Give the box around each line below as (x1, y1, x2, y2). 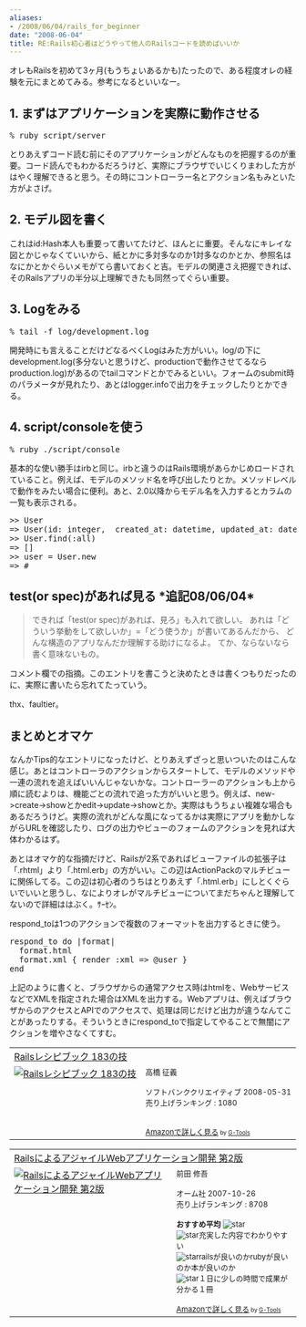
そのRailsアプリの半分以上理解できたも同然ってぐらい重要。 (9, 272, 234, 283)
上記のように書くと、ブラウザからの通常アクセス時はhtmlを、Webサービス (9, 982, 290, 993)
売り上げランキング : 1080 (145, 1098, 238, 1108)
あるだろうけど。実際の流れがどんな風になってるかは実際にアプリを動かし (9, 811, 288, 822)
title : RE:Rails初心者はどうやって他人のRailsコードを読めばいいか (9, 38, 240, 48)
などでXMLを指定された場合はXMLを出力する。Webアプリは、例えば (9, 993, 269, 1004)
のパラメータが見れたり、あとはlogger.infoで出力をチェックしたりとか (9, 378, 273, 389)
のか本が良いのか (176, 1262, 237, 1273)
